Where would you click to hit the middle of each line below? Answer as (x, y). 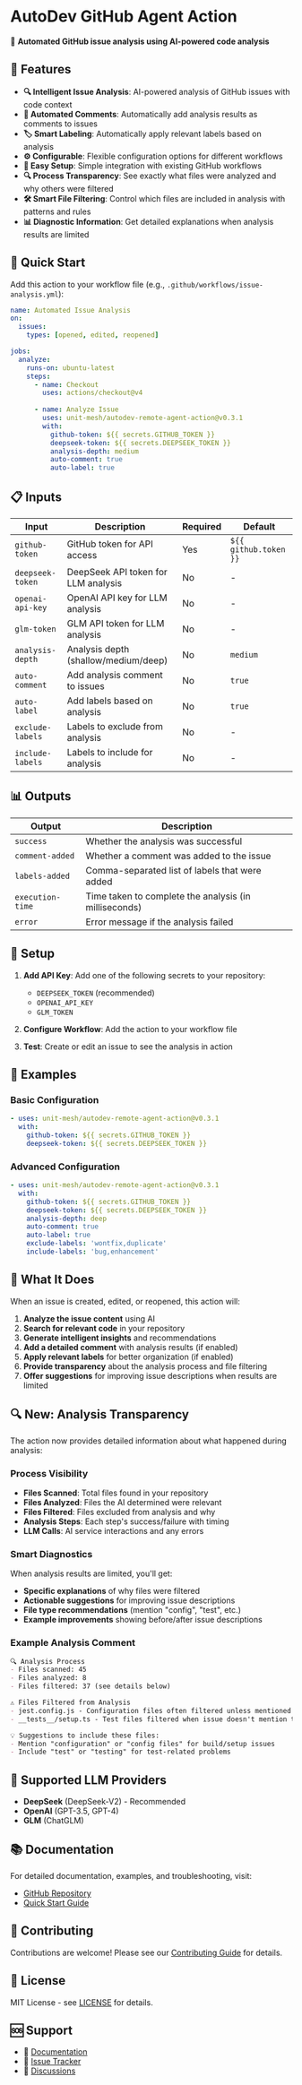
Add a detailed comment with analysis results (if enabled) (130, 1347)
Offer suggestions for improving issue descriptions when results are (150, 1375)
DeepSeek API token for (117, 572)
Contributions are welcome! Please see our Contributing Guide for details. (147, 1952)
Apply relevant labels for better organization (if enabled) (128, 1357)
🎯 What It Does (52, 1280)
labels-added (43, 876)
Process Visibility (49, 1473)
